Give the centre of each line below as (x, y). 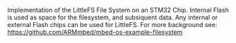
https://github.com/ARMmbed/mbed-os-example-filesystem (95, 32)
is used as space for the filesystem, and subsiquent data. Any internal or (113, 17)
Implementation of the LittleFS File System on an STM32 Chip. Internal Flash (118, 10)
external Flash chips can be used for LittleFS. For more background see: (112, 25)
